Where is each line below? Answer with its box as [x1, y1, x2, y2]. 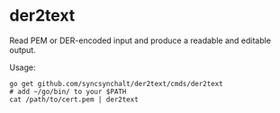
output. [9, 44, 36, 55]
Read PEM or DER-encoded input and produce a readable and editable [9, 35, 272, 46]
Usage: [9, 62, 36, 73]
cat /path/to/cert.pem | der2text [9, 95, 140, 104]
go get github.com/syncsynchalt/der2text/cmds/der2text [9, 79, 223, 88]
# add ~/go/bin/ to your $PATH [9, 87, 127, 96]
